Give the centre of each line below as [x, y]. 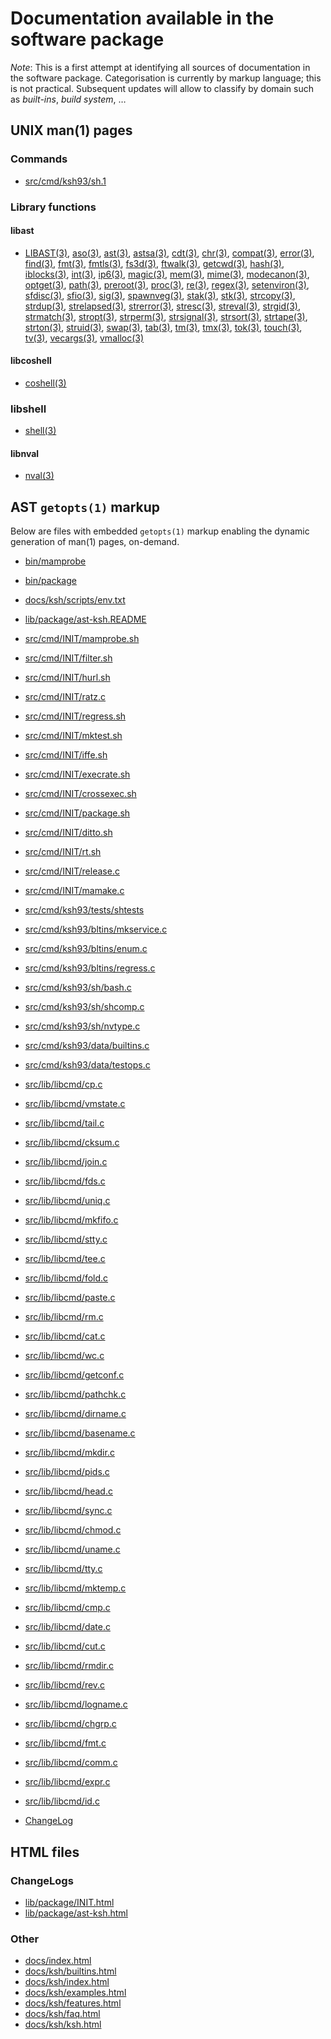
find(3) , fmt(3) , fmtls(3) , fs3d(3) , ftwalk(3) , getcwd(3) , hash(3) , [154, 263]
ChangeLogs [42, 1880]
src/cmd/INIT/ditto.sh [68, 833]
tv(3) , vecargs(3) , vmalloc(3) [84, 338]
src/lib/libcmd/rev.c [65, 1685]
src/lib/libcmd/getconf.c [74, 1375]
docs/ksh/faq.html [62, 2014]
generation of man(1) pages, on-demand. [95, 542]
